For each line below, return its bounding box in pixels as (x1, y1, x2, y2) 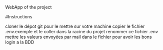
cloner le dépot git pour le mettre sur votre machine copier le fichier (5, 23, 145, 29)
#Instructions (5, 14, 32, 19)
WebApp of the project (5, 4, 52, 10)
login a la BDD (5, 39, 34, 45)
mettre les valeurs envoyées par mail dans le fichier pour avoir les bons (5, 34, 152, 40)
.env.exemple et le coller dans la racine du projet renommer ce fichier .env (5, 29, 158, 34)
